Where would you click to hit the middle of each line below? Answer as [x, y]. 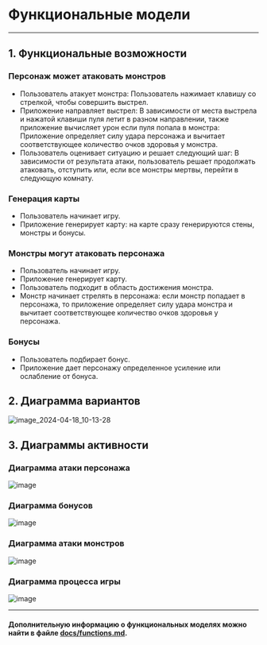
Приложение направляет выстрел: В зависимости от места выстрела [138, 110]
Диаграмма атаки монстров [66, 543]
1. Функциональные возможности [98, 54]
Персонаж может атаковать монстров [87, 76]
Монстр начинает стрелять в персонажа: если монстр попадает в [132, 296]
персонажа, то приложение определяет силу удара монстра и [126, 304]
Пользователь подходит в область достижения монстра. [116, 288]
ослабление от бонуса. [59, 376]
